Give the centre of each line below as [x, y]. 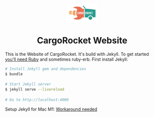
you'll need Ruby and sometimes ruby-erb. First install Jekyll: [66, 59]
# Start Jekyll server [28, 84]
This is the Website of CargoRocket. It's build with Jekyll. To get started [77, 54]
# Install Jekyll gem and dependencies [46, 69]
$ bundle [14, 74]
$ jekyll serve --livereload [35, 90]
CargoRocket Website [82, 40]
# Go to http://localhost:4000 [37, 100]
